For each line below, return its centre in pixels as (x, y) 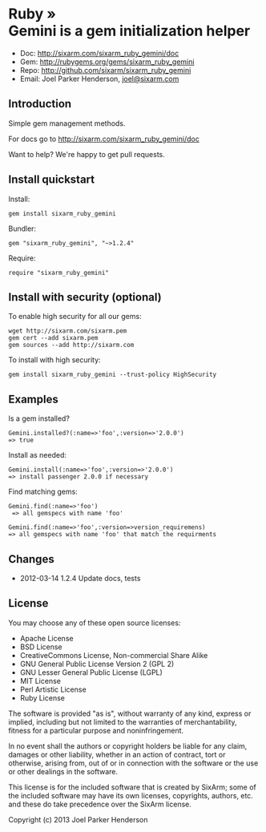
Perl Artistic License (53, 689)
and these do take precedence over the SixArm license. (100, 804)
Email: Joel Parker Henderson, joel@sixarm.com (99, 79)
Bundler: (22, 228)
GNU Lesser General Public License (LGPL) (91, 672)
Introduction (40, 104)
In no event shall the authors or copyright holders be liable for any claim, (128, 745)
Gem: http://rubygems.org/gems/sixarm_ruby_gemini (107, 62)
